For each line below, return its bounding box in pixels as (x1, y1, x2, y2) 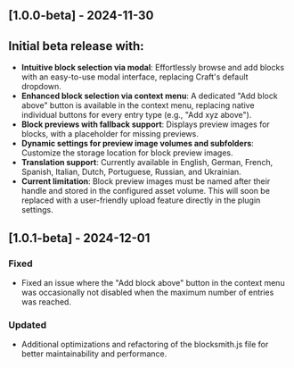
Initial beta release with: (8, 38, 144, 54)
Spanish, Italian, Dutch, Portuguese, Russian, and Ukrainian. (20, 166, 241, 178)
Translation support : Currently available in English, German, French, (20, 157, 274, 168)
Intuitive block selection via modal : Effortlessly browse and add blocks (20, 63, 285, 73)
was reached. (20, 296, 72, 307)
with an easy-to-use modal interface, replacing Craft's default (20, 71, 249, 82)
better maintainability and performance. (20, 348, 167, 359)
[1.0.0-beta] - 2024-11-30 (8, 8, 154, 23)
